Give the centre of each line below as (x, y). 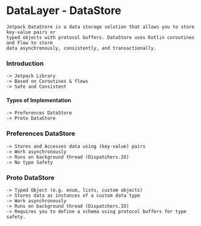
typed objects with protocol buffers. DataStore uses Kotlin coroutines (100, 37)
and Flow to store (30, 43)
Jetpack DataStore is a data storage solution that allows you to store (100, 27)
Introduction (25, 63)
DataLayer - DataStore (64, 11)
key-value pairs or (31, 32)
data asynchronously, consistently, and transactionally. (81, 48)
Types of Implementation (39, 100)
